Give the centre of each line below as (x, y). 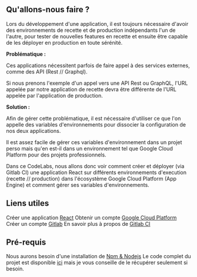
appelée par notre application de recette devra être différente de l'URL (91, 89)
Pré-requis (26, 243)
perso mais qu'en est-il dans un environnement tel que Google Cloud (90, 148)
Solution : (18, 107)
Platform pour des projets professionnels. (56, 155)
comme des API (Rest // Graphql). (47, 71)
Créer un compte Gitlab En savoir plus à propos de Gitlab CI (79, 223)
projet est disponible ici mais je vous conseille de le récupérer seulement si (97, 263)
